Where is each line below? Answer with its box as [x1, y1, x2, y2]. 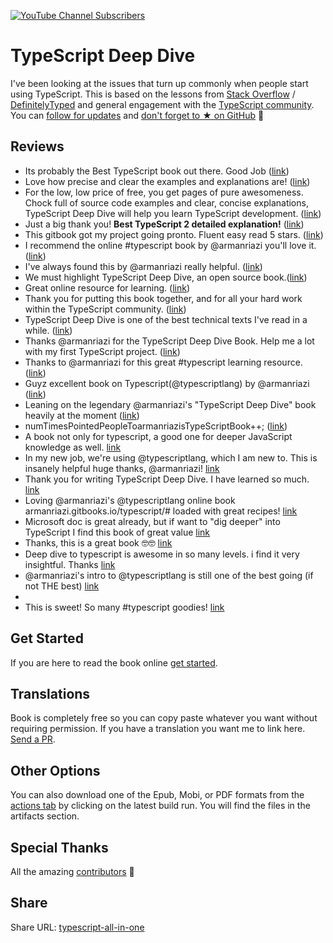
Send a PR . [10, 733, 56, 745]
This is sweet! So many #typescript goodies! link [24, 601, 225, 613]
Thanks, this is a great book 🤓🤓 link [24, 536, 173, 549]
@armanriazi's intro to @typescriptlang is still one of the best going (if [24, 569, 314, 581]
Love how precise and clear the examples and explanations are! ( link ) [24, 175, 311, 187]
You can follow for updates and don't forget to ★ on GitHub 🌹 [10, 109, 265, 121]
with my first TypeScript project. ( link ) [24, 345, 181, 357]
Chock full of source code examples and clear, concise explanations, [24, 196, 309, 209]
